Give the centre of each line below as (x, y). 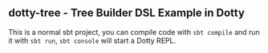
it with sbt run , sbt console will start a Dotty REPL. (92, 40)
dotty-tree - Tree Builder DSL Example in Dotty (126, 13)
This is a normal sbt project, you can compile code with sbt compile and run (134, 32)
